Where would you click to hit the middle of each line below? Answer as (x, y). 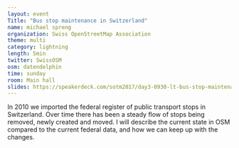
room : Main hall (31, 80)
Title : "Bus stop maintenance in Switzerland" (78, 21)
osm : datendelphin (34, 67)
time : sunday (27, 73)
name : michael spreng (39, 27)
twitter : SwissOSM (34, 60)
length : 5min (27, 54)
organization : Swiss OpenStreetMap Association (79, 34)
